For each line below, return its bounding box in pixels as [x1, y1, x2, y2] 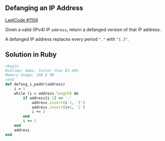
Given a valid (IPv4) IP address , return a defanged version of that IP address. [5, 27, 161, 33]
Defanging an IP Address [5, 4, 83, 12]
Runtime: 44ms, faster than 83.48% [5, 68, 79, 73]
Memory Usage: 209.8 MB [5, 72, 55, 78]
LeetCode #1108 [5, 17, 38, 23]
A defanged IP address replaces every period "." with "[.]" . [5, 36, 129, 42]
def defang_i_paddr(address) [5, 82, 65, 87]
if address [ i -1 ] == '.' [23, 96, 72, 101]
